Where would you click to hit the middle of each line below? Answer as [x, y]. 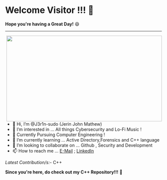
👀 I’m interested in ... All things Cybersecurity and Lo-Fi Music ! [77, 129]
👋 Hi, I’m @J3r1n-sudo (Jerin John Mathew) [57, 124]
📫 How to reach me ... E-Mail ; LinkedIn [53, 151]
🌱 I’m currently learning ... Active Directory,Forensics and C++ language [86, 140]
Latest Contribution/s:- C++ [34, 162]
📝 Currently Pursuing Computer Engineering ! [59, 135]
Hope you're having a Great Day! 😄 [42, 24]
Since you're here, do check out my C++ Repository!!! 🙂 [64, 172]
